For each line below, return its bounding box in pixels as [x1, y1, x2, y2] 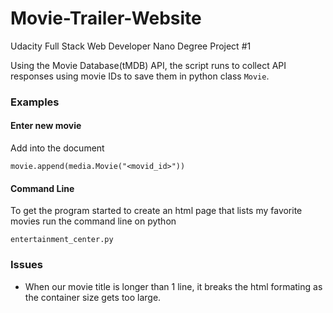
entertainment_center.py [10, 235, 114, 245]
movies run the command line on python [10, 215, 177, 227]
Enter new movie [10, 120, 82, 132]
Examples [10, 95, 60, 109]
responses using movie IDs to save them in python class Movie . [10, 70, 270, 82]
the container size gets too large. [24, 291, 162, 303]
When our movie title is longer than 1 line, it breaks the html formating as [24, 280, 323, 292]
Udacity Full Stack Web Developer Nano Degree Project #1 [10, 40, 252, 52]
